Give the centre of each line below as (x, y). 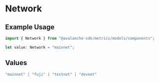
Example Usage (30, 27)
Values (16, 63)
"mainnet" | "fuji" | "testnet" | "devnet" (51, 74)
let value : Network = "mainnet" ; (40, 47)
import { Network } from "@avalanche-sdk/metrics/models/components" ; (80, 38)
